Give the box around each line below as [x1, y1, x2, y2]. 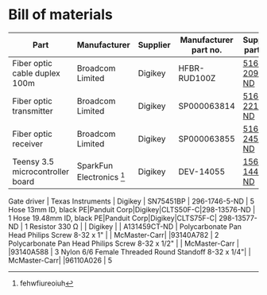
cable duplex [12, 68, 61, 79]
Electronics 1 [76, 170, 126, 183]
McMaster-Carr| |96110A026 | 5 [8, 255, 113, 265]
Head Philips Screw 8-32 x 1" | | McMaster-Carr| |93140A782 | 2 [8, 230, 219, 239]
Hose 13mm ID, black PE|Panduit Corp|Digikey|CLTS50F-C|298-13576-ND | [8, 204, 256, 214]
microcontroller [12, 165, 70, 177]
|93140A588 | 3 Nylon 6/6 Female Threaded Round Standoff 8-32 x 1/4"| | [8, 246, 252, 256]
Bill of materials [8, 6, 113, 24]
